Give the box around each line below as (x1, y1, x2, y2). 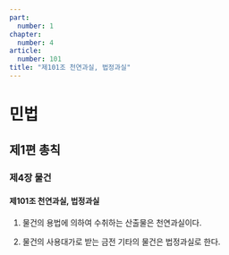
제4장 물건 (9, 172, 52, 184)
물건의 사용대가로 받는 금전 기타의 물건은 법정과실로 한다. (21, 236, 221, 247)
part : (9, 13, 30, 22)
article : (9, 47, 42, 55)
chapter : (9, 30, 42, 38)
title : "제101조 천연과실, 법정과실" (9, 64, 131, 72)
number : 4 (17, 38, 54, 47)
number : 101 (17, 55, 63, 64)
